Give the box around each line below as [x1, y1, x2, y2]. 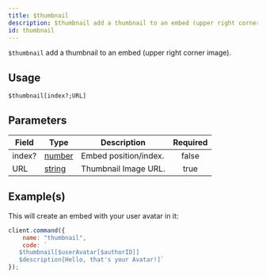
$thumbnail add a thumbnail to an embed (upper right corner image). [8, 48, 232, 58]
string [44, 163, 66, 174]
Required [173, 137, 208, 147]
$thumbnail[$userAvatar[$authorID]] [18, 249, 140, 257]
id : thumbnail [8, 26, 55, 34]
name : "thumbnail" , [22, 234, 87, 242]
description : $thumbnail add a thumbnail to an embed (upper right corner [8, 19, 260, 27]
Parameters [8, 113, 67, 127]
